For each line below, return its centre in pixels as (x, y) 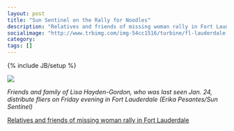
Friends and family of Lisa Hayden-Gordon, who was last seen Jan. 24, (110, 92)
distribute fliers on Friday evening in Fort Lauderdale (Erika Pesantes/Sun (112, 99)
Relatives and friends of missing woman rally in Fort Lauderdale (98, 120)
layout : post (26, 14)
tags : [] (20, 46)
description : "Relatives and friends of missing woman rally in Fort (110, 26)
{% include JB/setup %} (42, 65)
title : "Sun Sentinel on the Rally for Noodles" (79, 20)
